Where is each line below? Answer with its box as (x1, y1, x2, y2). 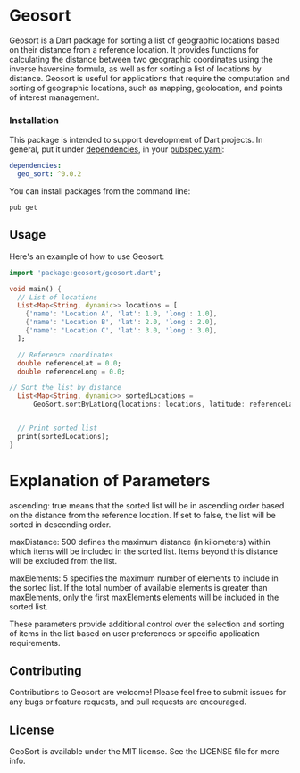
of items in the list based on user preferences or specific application (9, 627, 261, 639)
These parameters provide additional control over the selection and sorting (9, 618, 285, 629)
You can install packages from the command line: (9, 185, 191, 197)
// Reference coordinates (17, 350, 114, 359)
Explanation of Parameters (9, 470, 211, 491)
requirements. (9, 637, 61, 648)
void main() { (9, 284, 62, 293)
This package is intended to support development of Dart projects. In (9, 135, 263, 146)
